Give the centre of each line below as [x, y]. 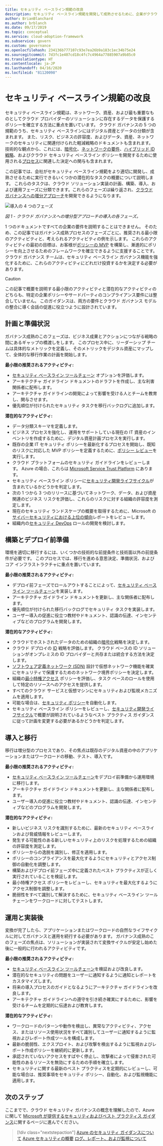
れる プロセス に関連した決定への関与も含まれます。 [64, 161]
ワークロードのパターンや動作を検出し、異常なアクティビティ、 [75, 1026]
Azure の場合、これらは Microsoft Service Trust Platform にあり [85, 468]
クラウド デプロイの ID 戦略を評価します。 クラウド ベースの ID [75, 648]
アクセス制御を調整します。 [39, 889]
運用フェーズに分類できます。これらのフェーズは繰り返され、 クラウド [83, 189]
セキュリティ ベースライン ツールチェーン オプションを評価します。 [79, 375]
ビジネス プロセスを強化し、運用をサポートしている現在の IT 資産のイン [84, 432]
